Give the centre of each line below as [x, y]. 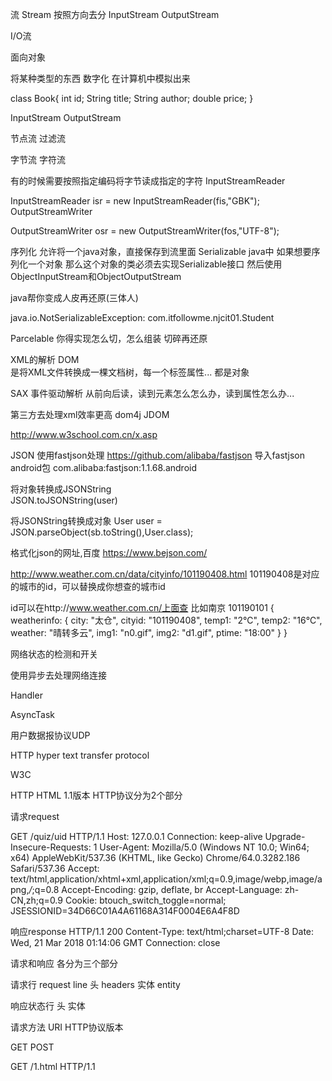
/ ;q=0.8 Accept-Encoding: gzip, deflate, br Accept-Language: [155, 889]
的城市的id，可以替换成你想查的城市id [88, 586]
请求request [35, 816]
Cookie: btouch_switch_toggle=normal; [145, 900]
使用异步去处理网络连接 [58, 675]
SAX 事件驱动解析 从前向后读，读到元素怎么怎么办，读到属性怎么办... [152, 393]
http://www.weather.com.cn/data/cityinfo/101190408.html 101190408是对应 [165, 574]
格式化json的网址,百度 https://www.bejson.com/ [109, 552]
